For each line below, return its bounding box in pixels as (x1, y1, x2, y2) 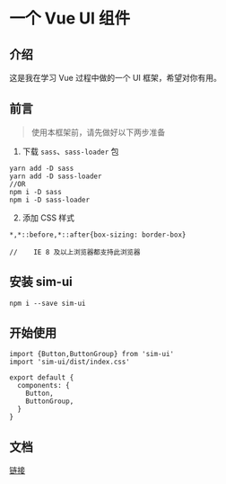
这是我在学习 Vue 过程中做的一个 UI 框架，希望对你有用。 (9, 73, 222, 83)
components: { (17, 381, 70, 390)
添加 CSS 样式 (22, 212, 74, 223)
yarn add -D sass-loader (9, 172, 102, 181)
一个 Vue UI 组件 (9, 8, 131, 29)
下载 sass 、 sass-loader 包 (22, 146, 119, 157)
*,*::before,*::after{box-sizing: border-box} (9, 230, 187, 239)
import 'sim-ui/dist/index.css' (9, 357, 130, 367)
